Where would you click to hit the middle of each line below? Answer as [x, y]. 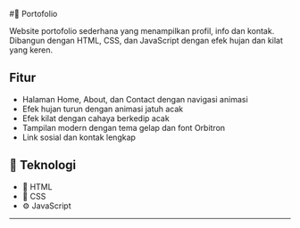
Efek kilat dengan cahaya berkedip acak [96, 118]
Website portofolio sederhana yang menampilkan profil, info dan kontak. [142, 31]
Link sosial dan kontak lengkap [79, 137]
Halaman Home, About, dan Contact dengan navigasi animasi [135, 99]
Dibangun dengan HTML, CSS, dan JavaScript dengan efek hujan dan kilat [146, 41]
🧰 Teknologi [43, 165]
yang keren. [31, 50]
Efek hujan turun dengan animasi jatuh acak [103, 109]
